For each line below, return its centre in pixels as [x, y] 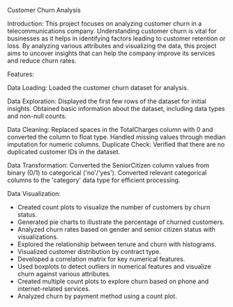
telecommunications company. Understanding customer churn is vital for [112, 31]
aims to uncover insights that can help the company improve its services [111, 53]
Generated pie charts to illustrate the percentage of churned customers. [121, 222]
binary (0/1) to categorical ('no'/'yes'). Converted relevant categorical [107, 173]
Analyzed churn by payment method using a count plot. [97, 296]
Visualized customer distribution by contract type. [89, 252]
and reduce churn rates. [42, 61]
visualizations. [38, 237]
